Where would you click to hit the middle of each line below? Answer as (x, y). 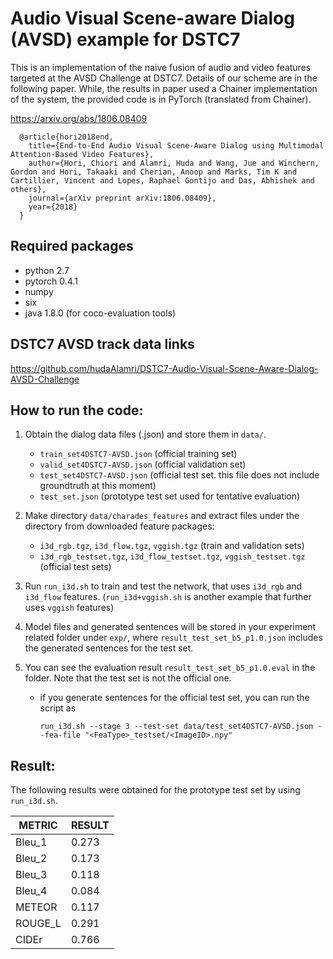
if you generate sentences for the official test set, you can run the (174, 698)
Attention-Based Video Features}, (82, 154)
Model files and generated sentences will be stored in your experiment (170, 627)
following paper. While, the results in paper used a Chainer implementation (164, 88)
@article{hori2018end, (66, 137)
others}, (28, 189)
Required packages (72, 246)
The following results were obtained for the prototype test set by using (155, 790)
